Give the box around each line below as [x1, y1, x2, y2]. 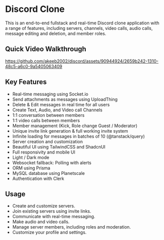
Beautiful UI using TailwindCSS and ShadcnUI [12, 144, 106, 150]
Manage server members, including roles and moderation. [12, 224, 131, 230]
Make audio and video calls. [12, 219, 70, 225]
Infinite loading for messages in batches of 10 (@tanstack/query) [12, 133, 145, 139]
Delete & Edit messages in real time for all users [12, 101, 110, 107]
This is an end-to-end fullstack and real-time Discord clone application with [5, 20, 160, 26]
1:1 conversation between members [12, 112, 85, 118]
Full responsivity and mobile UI [12, 149, 76, 155]
